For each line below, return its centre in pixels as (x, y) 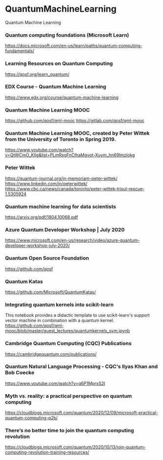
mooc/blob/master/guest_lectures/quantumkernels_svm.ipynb (68, 331)
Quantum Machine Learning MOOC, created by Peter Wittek (77, 134)
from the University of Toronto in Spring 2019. (61, 139)
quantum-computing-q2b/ (31, 418)
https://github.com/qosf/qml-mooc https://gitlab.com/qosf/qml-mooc (75, 121)
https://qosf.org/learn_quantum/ (37, 74)
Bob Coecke (20, 373)
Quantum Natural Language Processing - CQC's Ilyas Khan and (81, 366)
